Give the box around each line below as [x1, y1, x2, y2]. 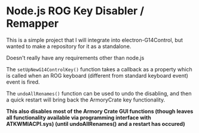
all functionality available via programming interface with [6, 114, 151, 121]
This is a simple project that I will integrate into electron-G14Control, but [6, 36, 183, 43]
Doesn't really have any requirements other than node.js [6, 54, 145, 61]
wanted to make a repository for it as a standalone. [6, 43, 131, 50]
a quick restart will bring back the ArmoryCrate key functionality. [6, 96, 166, 103]
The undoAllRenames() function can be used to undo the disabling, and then [6, 90, 192, 97]
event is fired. [6, 78, 40, 85]
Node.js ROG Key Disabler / [6, 4, 145, 18]
